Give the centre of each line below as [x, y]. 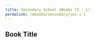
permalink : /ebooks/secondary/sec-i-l [45, 14]
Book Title [21, 34]
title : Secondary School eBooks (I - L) [48, 10]
